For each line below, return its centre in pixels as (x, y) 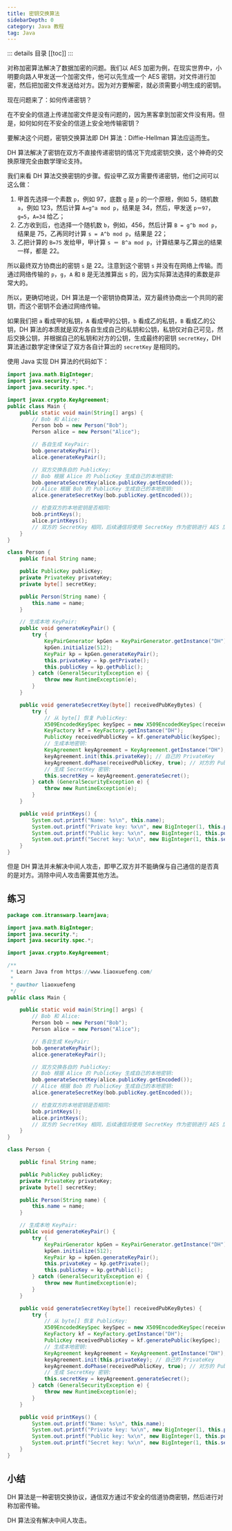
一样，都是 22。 (40, 251)
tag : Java (21, 33)
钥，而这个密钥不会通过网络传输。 (56, 306)
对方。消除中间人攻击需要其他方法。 (70, 875)
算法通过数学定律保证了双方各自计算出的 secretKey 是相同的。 (96, 347)
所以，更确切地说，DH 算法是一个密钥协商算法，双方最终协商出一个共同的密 (115, 298)
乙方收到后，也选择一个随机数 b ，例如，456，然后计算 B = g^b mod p (116, 225)
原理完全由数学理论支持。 (49, 161)
